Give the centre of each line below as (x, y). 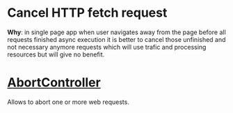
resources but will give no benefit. (56, 54)
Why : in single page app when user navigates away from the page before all (116, 32)
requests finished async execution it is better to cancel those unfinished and (116, 39)
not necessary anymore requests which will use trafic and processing (107, 47)
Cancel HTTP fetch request (87, 13)
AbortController (54, 83)
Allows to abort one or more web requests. (69, 102)
